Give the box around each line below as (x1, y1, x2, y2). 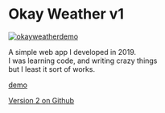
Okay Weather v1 (8, 5, 125, 23)
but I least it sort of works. (8, 64, 95, 73)
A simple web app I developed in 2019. (8, 47, 137, 56)
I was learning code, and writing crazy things (8, 56, 158, 65)
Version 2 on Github (8, 95, 75, 105)
